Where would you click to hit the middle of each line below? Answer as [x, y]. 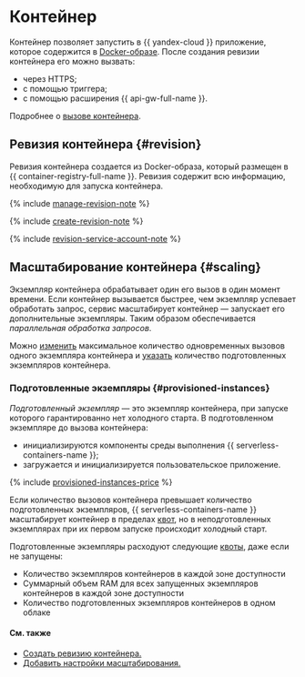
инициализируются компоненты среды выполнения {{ [128, 445]
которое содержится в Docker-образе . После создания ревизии [134, 51]
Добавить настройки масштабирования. [102, 663]
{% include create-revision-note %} [76, 221]
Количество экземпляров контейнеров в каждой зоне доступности [154, 573]
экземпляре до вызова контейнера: [79, 427]
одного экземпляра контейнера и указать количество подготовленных [148, 355]
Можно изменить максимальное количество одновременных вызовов [147, 345]
